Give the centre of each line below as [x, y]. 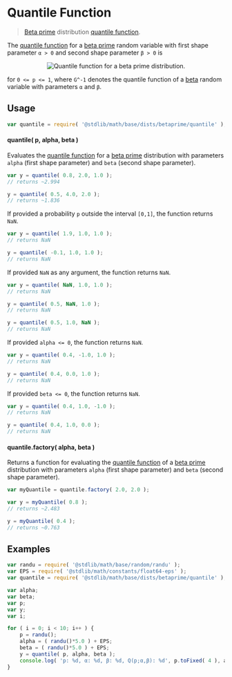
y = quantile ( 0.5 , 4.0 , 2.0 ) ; [54, 194]
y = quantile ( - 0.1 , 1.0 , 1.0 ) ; [55, 253]
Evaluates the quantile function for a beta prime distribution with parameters [116, 155]
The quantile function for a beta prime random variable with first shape [108, 45]
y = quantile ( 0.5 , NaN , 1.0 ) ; [54, 304]
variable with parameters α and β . [55, 86]
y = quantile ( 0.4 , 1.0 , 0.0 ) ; [54, 425]
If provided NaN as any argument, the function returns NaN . [89, 272]
